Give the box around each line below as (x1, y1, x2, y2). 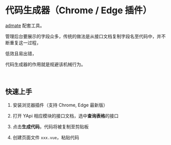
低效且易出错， (5, 50, 37, 56)
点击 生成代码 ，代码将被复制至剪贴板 (12, 123, 89, 130)
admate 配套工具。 (5, 22, 45, 28)
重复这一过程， (9, 39, 41, 46)
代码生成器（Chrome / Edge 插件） (5, 5, 152, 16)
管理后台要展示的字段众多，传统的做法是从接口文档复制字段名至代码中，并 (5, 33, 161, 39)
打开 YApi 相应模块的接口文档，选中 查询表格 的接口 (12, 112, 119, 119)
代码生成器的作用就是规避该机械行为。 (5, 61, 85, 67)
